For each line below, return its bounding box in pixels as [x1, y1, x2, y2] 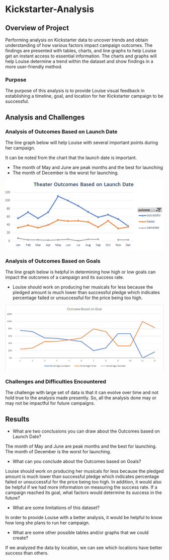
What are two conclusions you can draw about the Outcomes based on [12, 428, 160, 434]
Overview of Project [5, 24, 69, 32]
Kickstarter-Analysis [5, 4, 95, 15]
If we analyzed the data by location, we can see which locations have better [5, 545, 162, 551]
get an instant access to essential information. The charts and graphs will [5, 53, 157, 59]
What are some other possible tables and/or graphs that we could [12, 530, 149, 536]
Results [5, 414, 30, 424]
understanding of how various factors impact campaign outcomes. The [5, 42, 153, 48]
